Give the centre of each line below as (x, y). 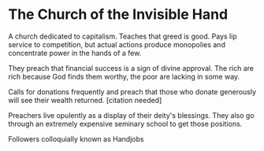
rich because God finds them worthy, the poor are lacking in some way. (124, 76)
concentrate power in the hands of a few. (75, 53)
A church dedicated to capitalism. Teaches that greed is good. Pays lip (123, 36)
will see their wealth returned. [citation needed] (85, 100)
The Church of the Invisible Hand (118, 15)
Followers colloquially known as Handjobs (76, 138)
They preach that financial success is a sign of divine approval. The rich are (131, 68)
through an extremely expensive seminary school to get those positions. (125, 123)
